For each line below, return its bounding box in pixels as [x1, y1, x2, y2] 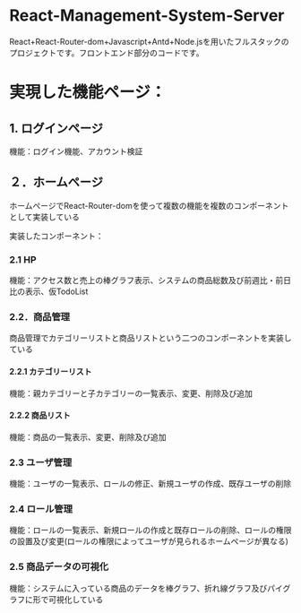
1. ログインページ [9, 120, 103, 135]
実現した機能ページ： [9, 82, 167, 103]
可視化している [47, 593, 104, 605]
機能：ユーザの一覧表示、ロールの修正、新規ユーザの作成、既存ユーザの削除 [9, 479, 292, 489]
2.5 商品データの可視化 [9, 561, 109, 574]
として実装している [9, 212, 81, 222]
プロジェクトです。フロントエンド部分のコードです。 [9, 47, 204, 58]
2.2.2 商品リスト [9, 410, 72, 421]
